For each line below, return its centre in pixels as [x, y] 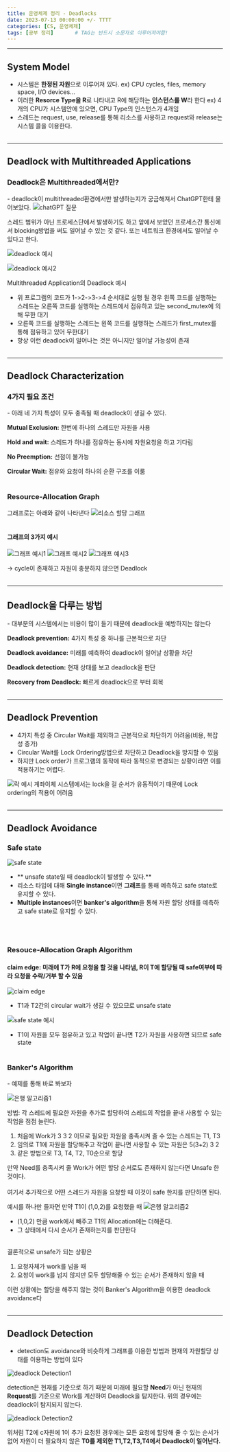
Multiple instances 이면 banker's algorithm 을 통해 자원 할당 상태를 [109, 903]
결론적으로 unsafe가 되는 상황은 [50, 1252]
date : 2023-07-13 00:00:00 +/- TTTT [59, 20]
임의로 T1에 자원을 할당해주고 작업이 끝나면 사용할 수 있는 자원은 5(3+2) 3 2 [118, 1144]
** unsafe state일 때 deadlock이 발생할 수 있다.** [84, 877]
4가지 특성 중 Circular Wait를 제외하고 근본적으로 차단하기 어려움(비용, [111, 735]
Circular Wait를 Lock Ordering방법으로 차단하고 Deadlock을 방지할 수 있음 [118, 752]
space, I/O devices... [46, 92]
